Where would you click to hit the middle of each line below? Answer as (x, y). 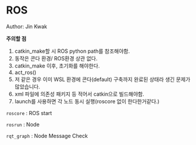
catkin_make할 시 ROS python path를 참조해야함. (72, 51)
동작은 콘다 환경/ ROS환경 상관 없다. (56, 58)
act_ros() (26, 72)
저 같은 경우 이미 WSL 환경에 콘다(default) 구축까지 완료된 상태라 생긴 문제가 (102, 79)
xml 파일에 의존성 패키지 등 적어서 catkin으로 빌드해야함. (80, 94)
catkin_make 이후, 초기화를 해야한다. (57, 66)
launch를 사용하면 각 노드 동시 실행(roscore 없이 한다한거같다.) (87, 101)
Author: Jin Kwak (27, 26)
